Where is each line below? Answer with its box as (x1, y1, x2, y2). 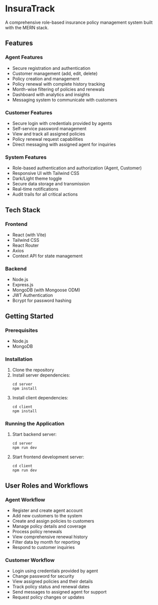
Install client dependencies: (12, 395, 68, 401)
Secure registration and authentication (12, 65, 90, 71)
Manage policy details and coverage (12, 523, 86, 529)
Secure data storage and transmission (12, 181, 90, 187)
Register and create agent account (12, 507, 83, 513)
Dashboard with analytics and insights (12, 91, 90, 97)
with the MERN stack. (5, 24, 49, 30)
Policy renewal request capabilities (12, 136, 83, 142)
